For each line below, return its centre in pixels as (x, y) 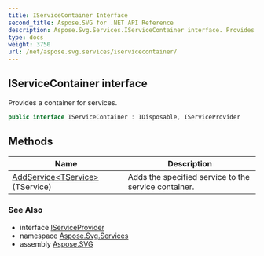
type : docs (26, 37)
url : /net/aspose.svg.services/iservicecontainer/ (93, 52)
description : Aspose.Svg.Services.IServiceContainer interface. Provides (132, 30)
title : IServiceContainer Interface (68, 15)
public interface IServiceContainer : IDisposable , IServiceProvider (125, 117)
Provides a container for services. (63, 102)
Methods (31, 142)
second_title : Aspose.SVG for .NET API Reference (91, 23)
